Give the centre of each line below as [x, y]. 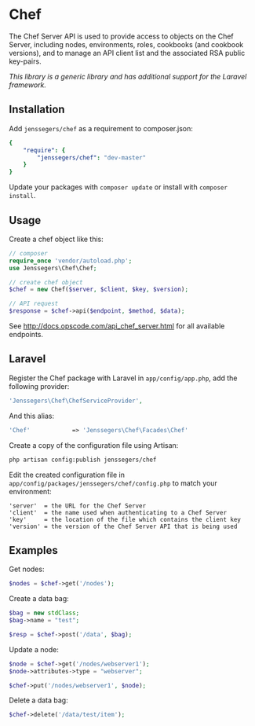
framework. [27, 85]
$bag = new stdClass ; [44, 613]
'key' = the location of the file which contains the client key [125, 519]
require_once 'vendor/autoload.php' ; [71, 261]
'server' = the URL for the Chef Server [78, 506]
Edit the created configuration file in [67, 475]
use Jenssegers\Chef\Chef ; [53, 268]
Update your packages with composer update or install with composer [118, 187]
